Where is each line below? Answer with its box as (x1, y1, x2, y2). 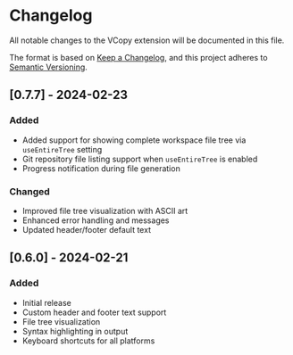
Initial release (21, 297, 71, 308)
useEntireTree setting (21, 144, 103, 154)
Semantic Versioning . (9, 62, 88, 72)
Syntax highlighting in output (21, 326, 129, 336)
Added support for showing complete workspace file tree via (21, 135, 247, 145)
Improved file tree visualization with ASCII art (21, 205, 188, 216)
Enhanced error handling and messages (21, 215, 170, 226)
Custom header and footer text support (21, 307, 167, 318)
